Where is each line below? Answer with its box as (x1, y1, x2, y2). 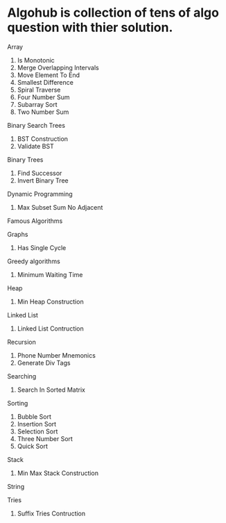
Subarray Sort (17, 100, 58, 108)
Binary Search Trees (7, 121, 66, 129)
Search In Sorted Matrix (17, 385, 85, 394)
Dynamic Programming (7, 190, 73, 198)
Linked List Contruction (17, 324, 85, 333)
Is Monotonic (17, 56, 55, 64)
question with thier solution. (7, 19, 173, 35)
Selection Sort (17, 427, 58, 435)
